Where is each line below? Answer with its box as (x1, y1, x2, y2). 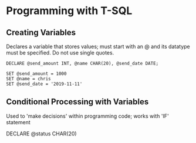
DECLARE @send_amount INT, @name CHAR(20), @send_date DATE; (6, 60, 159, 66)
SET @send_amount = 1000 (6, 71, 67, 77)
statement (6, 118, 31, 125)
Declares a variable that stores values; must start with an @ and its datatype (6, 43, 190, 50)
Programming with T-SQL (6, 4, 133, 18)
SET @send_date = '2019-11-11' (6, 81, 83, 87)
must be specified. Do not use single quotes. (6, 49, 114, 56)
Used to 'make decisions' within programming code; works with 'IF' (6, 113, 169, 120)
